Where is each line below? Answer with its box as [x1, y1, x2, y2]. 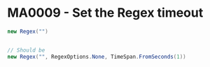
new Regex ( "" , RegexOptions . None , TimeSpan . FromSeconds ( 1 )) [7, 53, 187, 60]
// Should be [7, 47, 45, 54]
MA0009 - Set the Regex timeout [7, 5, 204, 21]
